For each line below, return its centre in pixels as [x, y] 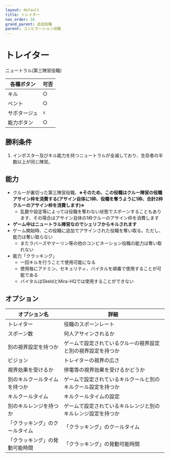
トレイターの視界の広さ [92, 360]
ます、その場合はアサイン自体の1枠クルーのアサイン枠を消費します [90, 218]
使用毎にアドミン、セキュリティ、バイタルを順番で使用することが [89, 268]
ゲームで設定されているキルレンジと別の [112, 406]
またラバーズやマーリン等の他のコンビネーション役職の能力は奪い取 [91, 243]
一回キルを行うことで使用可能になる [58, 262]
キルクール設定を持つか [92, 387]
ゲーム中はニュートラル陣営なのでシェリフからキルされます [75, 224]
